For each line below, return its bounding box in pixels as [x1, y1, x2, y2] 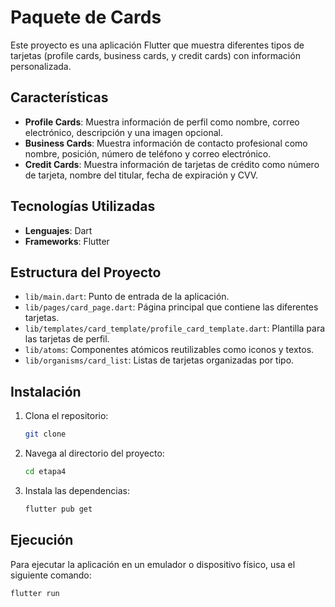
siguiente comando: [10, 569, 92, 581]
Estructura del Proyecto [10, 264, 162, 281]
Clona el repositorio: [24, 410, 109, 422]
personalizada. [10, 60, 72, 72]
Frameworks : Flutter [24, 235, 110, 247]
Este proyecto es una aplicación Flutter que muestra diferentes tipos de [10, 39, 305, 51]
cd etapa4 [24, 467, 67, 477]
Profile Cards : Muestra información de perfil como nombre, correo [24, 116, 300, 128]
